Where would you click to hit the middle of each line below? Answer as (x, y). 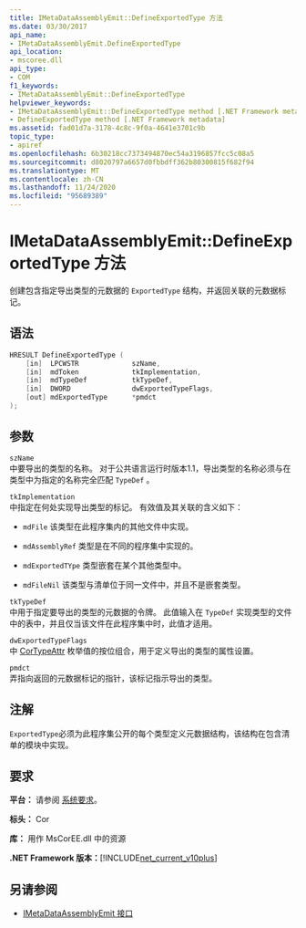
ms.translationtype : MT (55, 171)
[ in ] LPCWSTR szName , (93, 363)
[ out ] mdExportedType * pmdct (91, 398)
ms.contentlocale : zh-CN (56, 179)
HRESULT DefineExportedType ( (67, 355)
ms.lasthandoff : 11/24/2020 (63, 188)
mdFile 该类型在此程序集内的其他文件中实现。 (108, 527)
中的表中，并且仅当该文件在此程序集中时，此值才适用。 (113, 623)
